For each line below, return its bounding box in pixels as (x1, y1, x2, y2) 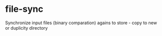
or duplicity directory (5, 25, 48, 31)
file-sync (5, 3, 44, 15)
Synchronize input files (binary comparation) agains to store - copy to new (5, 20, 157, 26)
